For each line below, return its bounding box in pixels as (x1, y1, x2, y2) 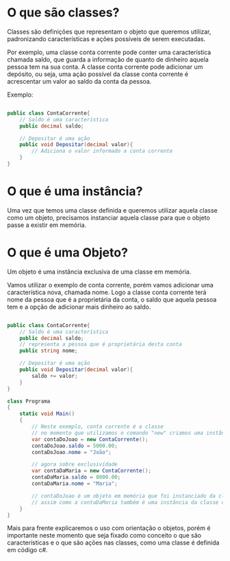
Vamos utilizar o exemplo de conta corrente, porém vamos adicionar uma (7, 280, 214, 289)
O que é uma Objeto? (7, 245, 129, 261)
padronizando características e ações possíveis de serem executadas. (7, 34, 206, 43)
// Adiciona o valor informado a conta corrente (31, 147, 173, 155)
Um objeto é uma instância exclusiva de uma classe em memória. (7, 267, 192, 276)
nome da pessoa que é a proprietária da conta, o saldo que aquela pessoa (7, 295, 217, 303)
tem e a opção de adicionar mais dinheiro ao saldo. (7, 302, 151, 311)
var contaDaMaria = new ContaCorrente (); (31, 468, 152, 475)
